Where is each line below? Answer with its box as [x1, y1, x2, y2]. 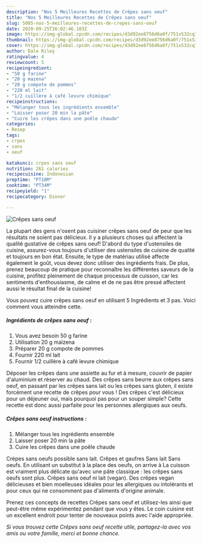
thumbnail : [6, 37, 34, 43]
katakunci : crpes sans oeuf [6, 160, 77, 166]
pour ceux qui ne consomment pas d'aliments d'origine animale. [6, 487, 165, 494]
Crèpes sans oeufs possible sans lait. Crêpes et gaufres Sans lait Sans [6, 455, 181, 462]
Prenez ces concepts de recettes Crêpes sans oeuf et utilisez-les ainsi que [6, 498, 192, 506]
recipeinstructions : [6, 98, 58, 104]
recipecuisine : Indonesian [6, 171, 74, 177]
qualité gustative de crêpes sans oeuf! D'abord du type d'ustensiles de [6, 240, 182, 247]
